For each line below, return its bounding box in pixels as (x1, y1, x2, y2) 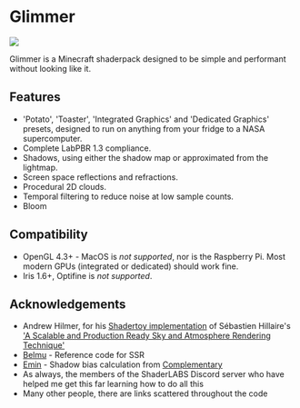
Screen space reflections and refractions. (22, 171, 179, 183)
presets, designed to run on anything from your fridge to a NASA (22, 123, 265, 134)
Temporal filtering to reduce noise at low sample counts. (22, 191, 235, 202)
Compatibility (9, 227, 88, 243)
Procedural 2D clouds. (22, 181, 107, 192)
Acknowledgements (9, 296, 126, 312)
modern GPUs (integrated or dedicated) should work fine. (22, 261, 239, 272)
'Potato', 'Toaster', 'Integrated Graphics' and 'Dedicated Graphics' (22, 114, 270, 124)
